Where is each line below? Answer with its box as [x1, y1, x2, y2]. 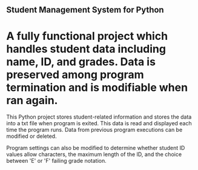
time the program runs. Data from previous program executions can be [6, 126, 183, 134]
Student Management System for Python [6, 5, 165, 15]
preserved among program [6, 68, 144, 81]
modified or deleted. [6, 132, 57, 140]
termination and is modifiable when [6, 80, 188, 94]
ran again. [6, 93, 58, 107]
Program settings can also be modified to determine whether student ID [6, 145, 185, 152]
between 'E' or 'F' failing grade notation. [6, 157, 107, 165]
